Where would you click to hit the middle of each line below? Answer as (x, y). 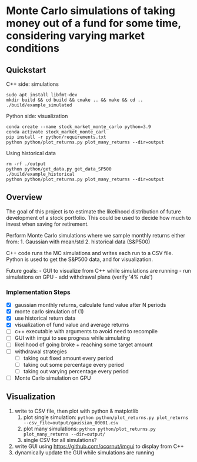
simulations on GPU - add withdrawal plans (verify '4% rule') (79, 277)
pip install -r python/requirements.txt (56, 137)
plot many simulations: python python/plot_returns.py (89, 428)
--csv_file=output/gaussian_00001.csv (71, 423)
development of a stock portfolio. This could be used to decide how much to (98, 217)
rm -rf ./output (26, 164)
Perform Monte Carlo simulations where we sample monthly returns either (96, 235)
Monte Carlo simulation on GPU (53, 378)
